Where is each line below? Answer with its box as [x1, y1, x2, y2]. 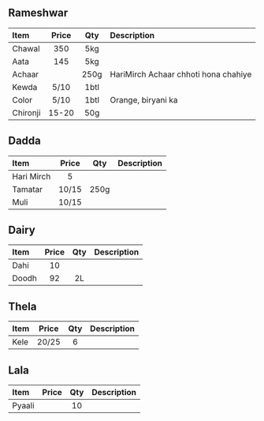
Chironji [12, 107, 41, 118]
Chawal [12, 43, 41, 54]
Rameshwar [8, 6, 69, 20]
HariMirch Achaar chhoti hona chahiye [110, 69, 252, 80]
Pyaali [12, 400, 35, 412]
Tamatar [12, 183, 43, 194]
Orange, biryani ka [110, 94, 179, 105]
